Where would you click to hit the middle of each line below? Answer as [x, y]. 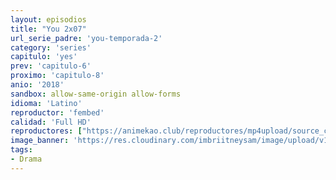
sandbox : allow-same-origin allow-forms [96, 94]
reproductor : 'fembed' [57, 112]
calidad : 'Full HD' [51, 122]
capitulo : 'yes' [44, 57]
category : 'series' [51, 47]
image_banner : [40, 141]
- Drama [26, 159]
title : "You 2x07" [48, 29]
